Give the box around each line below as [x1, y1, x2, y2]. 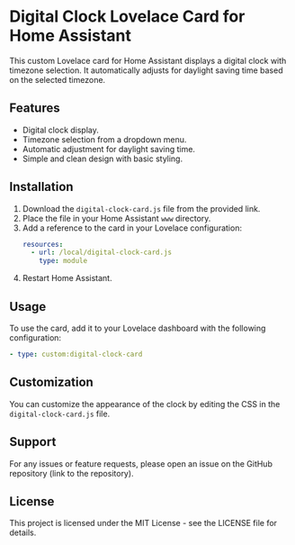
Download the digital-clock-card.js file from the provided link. [22, 203, 261, 213]
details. [9, 527, 37, 538]
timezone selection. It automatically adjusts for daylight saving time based [9, 65, 283, 76]
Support [9, 434, 57, 450]
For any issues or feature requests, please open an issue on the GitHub [9, 458, 273, 469]
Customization [9, 375, 94, 390]
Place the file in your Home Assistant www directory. [22, 213, 211, 223]
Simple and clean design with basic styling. [22, 153, 183, 164]
